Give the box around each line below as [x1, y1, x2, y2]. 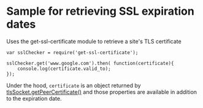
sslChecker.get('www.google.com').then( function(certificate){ [6, 60, 174, 66]
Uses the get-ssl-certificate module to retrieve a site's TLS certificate [6, 37, 182, 45]
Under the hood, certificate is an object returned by [6, 82, 141, 89]
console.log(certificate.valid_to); [17, 66, 112, 72]
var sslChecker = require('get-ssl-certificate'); [6, 49, 139, 56]
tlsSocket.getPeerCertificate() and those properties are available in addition [6, 88, 197, 96]
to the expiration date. [6, 94, 62, 102]
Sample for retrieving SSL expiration [6, 4, 194, 18]
